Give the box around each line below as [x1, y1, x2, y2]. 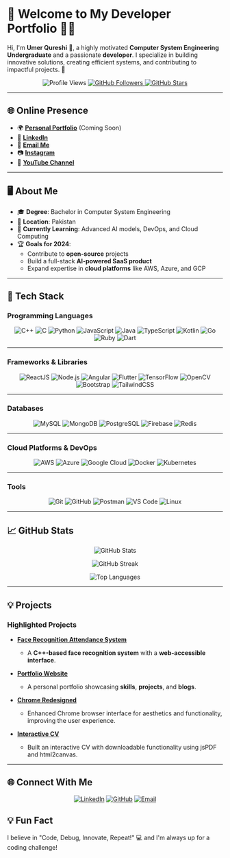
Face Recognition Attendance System [16, 635, 127, 643]
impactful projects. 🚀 [7, 65, 66, 73]
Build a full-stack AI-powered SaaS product [27, 257, 152, 265]
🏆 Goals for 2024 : [16, 239, 71, 248]
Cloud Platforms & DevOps [7, 442, 97, 452]
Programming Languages [7, 311, 94, 320]
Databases [7, 404, 44, 414]
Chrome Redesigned [16, 695, 77, 704]
